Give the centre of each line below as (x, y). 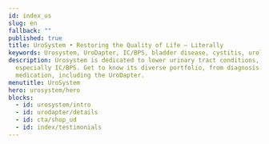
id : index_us (30, 16)
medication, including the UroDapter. (80, 75)
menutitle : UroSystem (44, 82)
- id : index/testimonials (59, 127)
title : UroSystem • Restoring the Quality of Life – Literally (116, 46)
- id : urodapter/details (57, 113)
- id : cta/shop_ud (46, 120)
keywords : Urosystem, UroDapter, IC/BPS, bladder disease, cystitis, (127, 53)
